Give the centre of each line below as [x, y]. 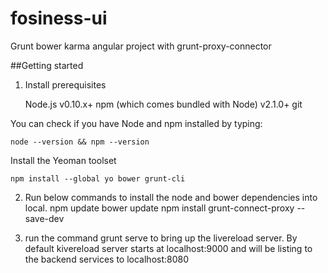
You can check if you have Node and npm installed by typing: [136, 123]
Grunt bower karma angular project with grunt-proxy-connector [141, 46]
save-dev [44, 218]
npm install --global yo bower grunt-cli [98, 178]
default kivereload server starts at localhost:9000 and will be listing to [168, 248]
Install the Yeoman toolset [63, 160]
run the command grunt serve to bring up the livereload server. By [161, 238]
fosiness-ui [59, 18]
